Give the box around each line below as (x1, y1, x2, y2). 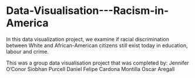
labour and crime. (6, 48, 49, 55)
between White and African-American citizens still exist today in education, (6, 42, 188, 49)
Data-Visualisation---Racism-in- (6, 4, 169, 17)
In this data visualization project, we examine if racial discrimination (6, 36, 169, 42)
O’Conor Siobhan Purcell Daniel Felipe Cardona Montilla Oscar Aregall (6, 65, 175, 72)
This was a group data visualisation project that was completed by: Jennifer (6, 59, 189, 66)
